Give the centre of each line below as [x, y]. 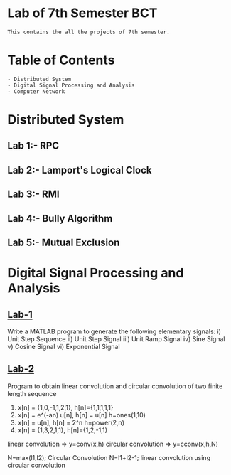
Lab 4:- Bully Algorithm [60, 218]
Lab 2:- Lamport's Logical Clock [80, 170]
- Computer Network [36, 91]
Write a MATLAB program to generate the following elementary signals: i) [114, 331]
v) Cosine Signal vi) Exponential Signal [64, 347]
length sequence [32, 393]
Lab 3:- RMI [33, 194]
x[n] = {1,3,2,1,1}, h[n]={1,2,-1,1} [63, 430]
